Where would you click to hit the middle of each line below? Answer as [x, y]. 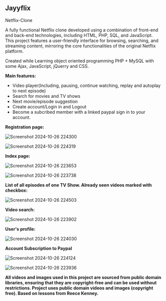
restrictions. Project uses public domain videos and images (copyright [79, 288]
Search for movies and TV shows [46, 96]
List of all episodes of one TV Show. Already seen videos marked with [79, 185]
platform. [14, 51]
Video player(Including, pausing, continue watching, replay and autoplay [86, 85]
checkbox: [16, 190]
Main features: [21, 76]
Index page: [18, 156]
